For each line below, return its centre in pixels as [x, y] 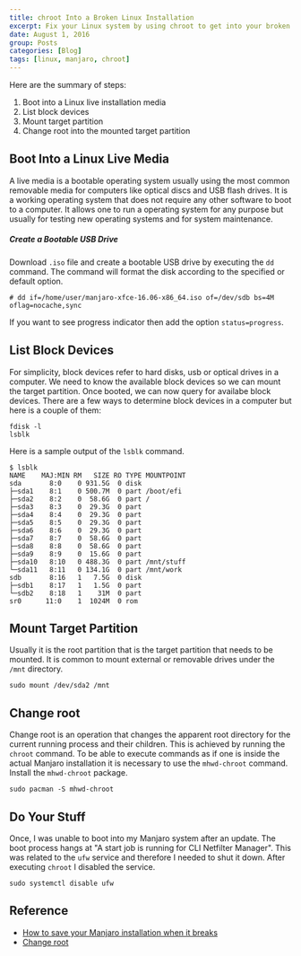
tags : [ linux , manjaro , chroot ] [69, 59]
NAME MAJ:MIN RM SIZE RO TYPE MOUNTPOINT [98, 475]
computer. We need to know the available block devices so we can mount [145, 382]
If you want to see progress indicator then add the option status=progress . [146, 322]
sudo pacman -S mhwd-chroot [62, 789]
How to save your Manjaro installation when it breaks [120, 932]
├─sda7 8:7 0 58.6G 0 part [76, 538]
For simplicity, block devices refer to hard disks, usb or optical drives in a [144, 372]
